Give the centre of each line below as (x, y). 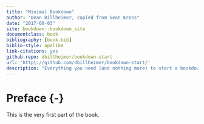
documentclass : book (32, 34)
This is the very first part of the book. (53, 115)
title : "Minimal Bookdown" (40, 12)
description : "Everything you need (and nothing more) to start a (92, 68)
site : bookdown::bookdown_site (46, 29)
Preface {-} (35, 98)
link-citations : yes (32, 51)
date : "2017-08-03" (31, 23)
